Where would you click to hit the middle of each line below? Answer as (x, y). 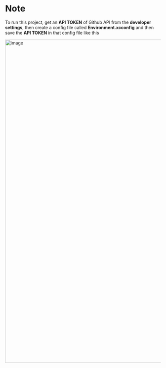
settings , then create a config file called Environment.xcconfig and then (80, 27)
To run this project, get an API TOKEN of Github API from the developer (78, 22)
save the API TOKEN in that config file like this (52, 33)
